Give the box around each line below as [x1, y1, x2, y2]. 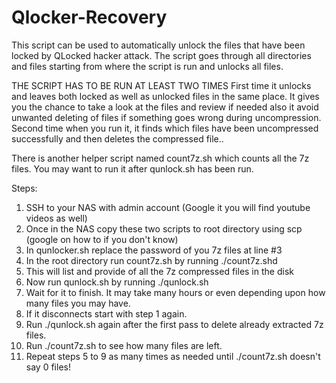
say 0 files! [25, 361, 71, 373]
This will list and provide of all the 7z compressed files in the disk [25, 265, 294, 277]
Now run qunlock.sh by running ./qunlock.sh [25, 276, 209, 288]
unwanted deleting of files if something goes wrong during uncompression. [11, 111, 322, 123]
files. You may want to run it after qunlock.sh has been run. [11, 162, 254, 175]
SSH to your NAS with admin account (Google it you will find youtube [25, 201, 311, 213]
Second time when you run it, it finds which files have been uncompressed [11, 122, 319, 134]
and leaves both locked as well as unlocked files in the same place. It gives [11, 90, 320, 102]
